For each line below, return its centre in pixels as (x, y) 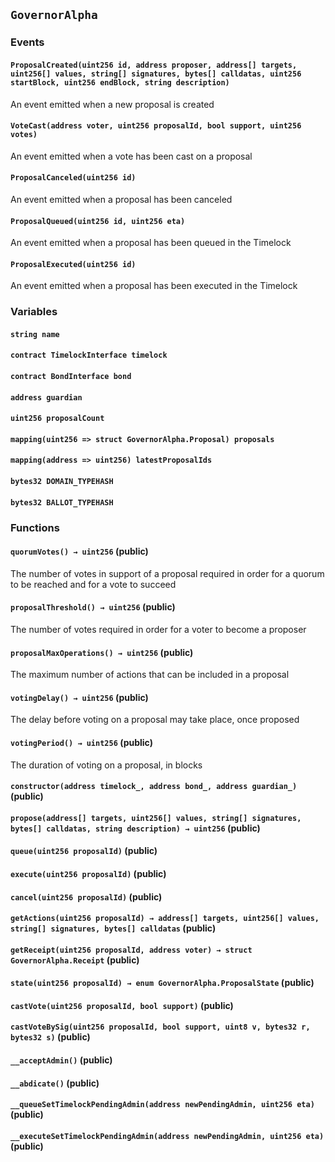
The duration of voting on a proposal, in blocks (106, 765)
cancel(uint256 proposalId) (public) (86, 896)
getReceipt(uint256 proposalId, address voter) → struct (131, 950)
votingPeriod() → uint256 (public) (81, 742)
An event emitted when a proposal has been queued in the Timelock (151, 243)
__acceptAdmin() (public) (61, 1060)
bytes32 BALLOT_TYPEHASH (62, 502)
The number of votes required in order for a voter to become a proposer (158, 629)
